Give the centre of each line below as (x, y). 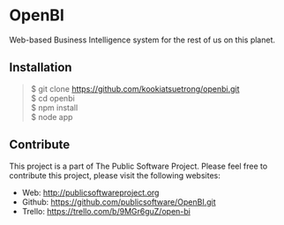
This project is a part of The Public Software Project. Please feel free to (138, 166)
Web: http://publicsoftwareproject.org (90, 192)
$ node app (52, 116)
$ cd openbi (52, 98)
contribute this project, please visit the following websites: (115, 175)
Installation (41, 67)
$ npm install (54, 108)
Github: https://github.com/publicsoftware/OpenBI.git (119, 202)
